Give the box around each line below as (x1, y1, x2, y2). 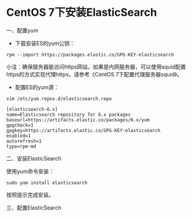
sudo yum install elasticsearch (6, 179, 88, 185)
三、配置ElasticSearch (6, 204, 62, 211)
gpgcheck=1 (6, 122, 34, 128)
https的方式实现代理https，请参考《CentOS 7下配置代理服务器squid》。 (6, 70, 183, 78)
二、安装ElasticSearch (6, 155, 62, 162)
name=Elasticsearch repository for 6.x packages (6, 112, 131, 118)
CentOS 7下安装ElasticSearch (6, 5, 157, 19)
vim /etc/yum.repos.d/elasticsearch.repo (6, 95, 112, 102)
